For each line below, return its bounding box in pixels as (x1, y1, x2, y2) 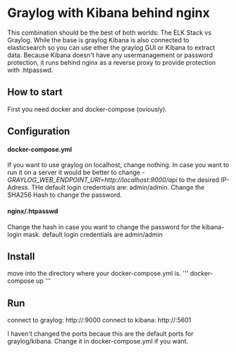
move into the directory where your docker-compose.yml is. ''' (7, 269, 189, 278)
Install (7, 250, 35, 262)
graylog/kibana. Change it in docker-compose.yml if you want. (7, 337, 189, 346)
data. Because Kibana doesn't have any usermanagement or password (7, 51, 213, 59)
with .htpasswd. (7, 66, 54, 74)
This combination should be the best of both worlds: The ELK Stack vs (7, 28, 212, 37)
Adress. (7, 183, 30, 192)
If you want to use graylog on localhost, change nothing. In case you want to (7, 161, 230, 169)
